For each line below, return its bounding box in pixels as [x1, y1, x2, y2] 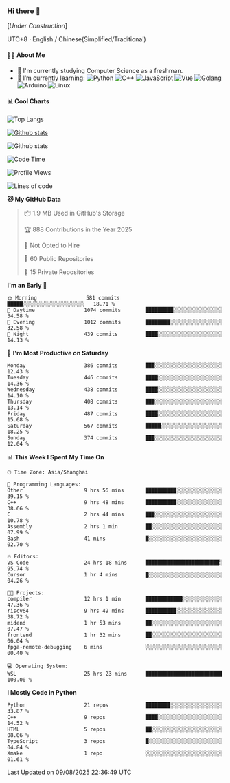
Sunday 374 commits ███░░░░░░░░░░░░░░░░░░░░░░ [7, 434, 223, 441]
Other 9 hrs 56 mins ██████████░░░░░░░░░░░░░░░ [7, 487, 223, 494]
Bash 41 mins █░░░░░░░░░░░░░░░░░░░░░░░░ [7, 535, 223, 542]
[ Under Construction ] [7, 22, 67, 30]
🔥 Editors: [7, 553, 39, 560]
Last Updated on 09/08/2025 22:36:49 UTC [7, 768, 132, 776]
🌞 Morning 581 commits [7, 294, 120, 302]
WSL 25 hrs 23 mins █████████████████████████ [7, 670, 223, 677]
